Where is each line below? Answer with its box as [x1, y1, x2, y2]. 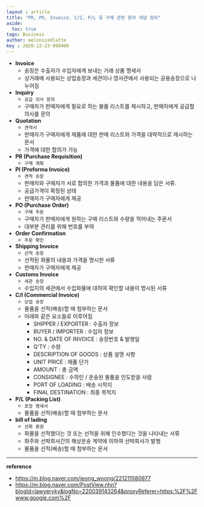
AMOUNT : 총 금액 [33, 366, 78, 373]
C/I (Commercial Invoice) [15, 291, 80, 298]
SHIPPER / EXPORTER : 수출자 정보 [33, 320, 120, 327]
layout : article [6, 9, 50, 15]
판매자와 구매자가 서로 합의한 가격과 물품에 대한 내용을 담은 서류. [24, 179, 177, 186]
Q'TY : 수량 [33, 343, 61, 350]
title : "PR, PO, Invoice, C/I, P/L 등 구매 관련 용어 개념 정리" [6, 15, 161, 21]
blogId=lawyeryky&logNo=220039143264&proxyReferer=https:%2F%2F [15, 488, 198, 495]
